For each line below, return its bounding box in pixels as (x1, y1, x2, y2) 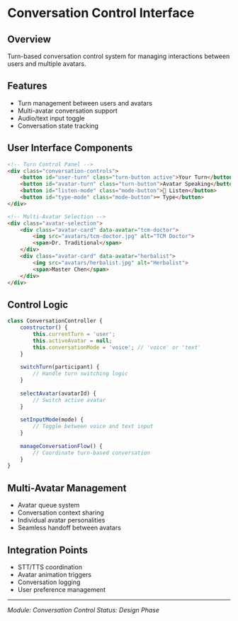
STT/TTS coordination (17, 562, 83, 571)
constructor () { (20, 324, 69, 331)
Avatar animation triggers (17, 570, 92, 578)
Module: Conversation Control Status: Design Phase (7, 605, 160, 614)
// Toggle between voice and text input (33, 423, 154, 430)
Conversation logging (17, 578, 81, 586)
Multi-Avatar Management (7, 482, 127, 494)
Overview (7, 33, 52, 45)
